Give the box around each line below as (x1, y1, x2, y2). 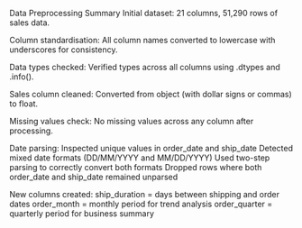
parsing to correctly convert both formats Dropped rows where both (9, 162, 262, 172)
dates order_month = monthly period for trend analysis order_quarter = (9, 198, 273, 209)
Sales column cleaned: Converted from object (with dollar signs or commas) (9, 89, 293, 99)
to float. (9, 98, 39, 109)
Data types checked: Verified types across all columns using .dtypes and (9, 62, 281, 72)
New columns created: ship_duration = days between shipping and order (9, 189, 280, 199)
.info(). (9, 71, 34, 82)
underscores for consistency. (9, 44, 118, 55)
